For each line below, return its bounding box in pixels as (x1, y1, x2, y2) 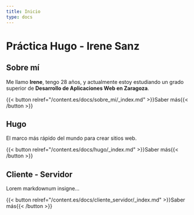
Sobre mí (6, 63, 40, 73)
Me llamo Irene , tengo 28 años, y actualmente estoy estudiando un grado (6, 78, 184, 85)
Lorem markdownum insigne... (6, 185, 80, 192)
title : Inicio (6, 8, 41, 15)
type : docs (6, 14, 33, 20)
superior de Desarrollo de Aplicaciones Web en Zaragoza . (6, 85, 149, 92)
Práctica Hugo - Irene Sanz (6, 39, 140, 53)
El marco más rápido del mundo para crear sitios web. (6, 135, 137, 142)
